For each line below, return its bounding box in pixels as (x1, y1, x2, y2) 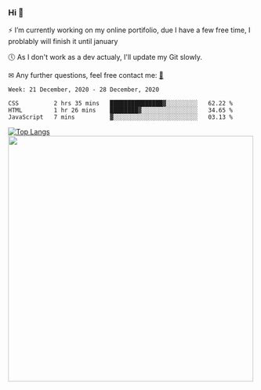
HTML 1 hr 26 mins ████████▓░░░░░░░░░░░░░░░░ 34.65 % (8, 106, 234, 115)
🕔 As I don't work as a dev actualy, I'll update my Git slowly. (8, 53, 202, 62)
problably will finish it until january (8, 37, 118, 46)
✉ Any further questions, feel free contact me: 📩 (8, 71, 164, 80)
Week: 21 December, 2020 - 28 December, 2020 (8, 86, 159, 94)
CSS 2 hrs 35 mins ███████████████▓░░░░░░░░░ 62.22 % (8, 100, 234, 108)
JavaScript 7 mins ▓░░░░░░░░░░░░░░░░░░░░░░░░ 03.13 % (8, 113, 234, 121)
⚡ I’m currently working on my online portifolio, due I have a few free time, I (8, 25, 251, 35)
